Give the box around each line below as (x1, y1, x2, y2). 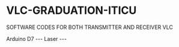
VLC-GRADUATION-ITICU (6, 4, 137, 17)
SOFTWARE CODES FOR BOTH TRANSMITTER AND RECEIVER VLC (6, 23, 173, 31)
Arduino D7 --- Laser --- (6, 35, 67, 42)
